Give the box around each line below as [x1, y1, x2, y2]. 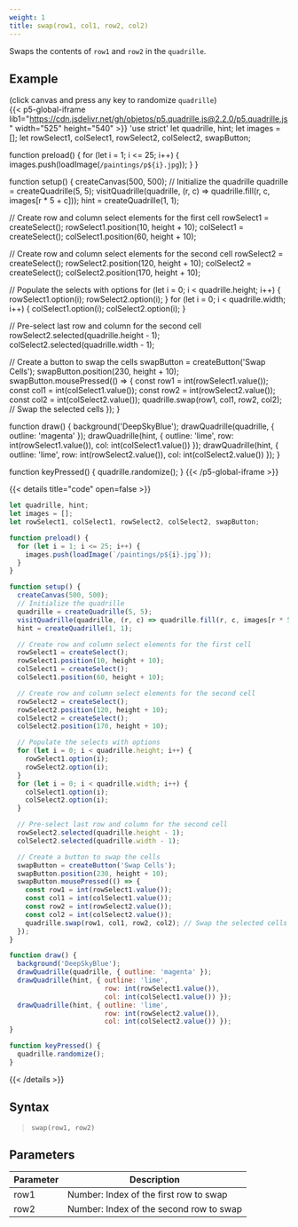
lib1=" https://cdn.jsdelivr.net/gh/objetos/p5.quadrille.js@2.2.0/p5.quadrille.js [9, 114, 288, 124]
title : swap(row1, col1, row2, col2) [9, 21, 149, 30]
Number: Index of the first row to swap [67, 1189, 228, 1201]
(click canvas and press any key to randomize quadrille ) [9, 95, 217, 106]
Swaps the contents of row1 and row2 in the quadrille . [9, 45, 207, 56]
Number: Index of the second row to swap [67, 1203, 242, 1215]
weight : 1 [9, 12, 46, 22]
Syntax [9, 1100, 50, 1115]
